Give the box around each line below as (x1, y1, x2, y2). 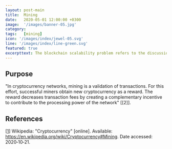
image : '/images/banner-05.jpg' (5, 22, 77, 27)
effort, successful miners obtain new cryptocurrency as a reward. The (5, 88, 153, 95)
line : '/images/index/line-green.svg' (5, 41, 88, 46)
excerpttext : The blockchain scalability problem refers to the (5, 50, 145, 55)
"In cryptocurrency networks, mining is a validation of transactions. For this (5, 83, 164, 89)
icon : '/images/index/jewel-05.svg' (5, 36, 83, 42)
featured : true (5, 46, 38, 51)
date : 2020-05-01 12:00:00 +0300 (5, 17, 81, 22)
